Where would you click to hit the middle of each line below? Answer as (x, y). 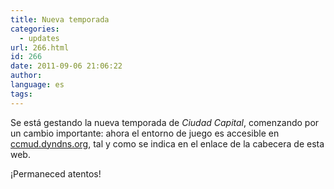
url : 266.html (40, 47)
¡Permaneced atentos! (56, 173)
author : (26, 76)
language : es (37, 85)
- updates (39, 38)
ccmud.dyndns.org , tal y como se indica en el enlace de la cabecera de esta (167, 143)
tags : (21, 94)
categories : (35, 29)
